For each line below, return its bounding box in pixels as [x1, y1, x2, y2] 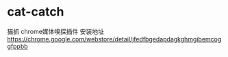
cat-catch [7, 4, 64, 20]
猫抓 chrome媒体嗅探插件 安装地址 [7, 27, 105, 35]
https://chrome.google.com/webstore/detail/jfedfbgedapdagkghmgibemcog [7, 35, 222, 43]
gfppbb [7, 42, 29, 50]
